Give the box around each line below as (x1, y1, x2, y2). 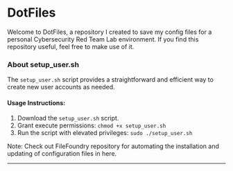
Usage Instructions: (7, 98, 66, 107)
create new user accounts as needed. (7, 83, 116, 91)
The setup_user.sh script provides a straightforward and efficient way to (7, 75, 214, 84)
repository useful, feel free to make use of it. (7, 42, 135, 51)
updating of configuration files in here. (7, 150, 117, 158)
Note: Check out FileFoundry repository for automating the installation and (7, 142, 220, 150)
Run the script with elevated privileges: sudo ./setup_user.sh (17, 129, 193, 137)
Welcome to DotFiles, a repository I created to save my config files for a (7, 28, 212, 36)
